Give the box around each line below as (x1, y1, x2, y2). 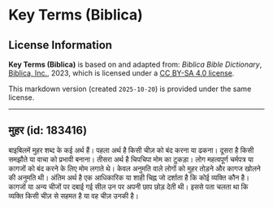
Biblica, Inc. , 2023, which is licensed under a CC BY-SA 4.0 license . (8, 68, 235, 78)
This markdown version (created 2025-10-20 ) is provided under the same (8, 84, 252, 93)
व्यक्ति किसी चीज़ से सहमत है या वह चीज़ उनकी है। (8, 191, 140, 201)
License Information (8, 38, 112, 52)
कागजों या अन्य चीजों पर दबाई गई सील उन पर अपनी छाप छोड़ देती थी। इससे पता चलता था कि (8, 181, 249, 192)
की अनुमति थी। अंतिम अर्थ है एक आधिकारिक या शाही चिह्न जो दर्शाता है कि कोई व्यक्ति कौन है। (8, 172, 250, 182)
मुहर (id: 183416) (8, 123, 88, 137)
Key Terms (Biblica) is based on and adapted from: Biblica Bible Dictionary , (8, 59, 262, 69)
